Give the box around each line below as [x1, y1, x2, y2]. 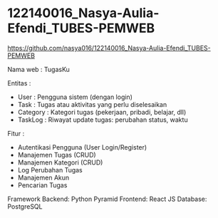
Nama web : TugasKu [7, 65, 70, 73]
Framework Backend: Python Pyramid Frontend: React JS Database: [7, 194, 207, 203]
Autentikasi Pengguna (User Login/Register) [17, 142, 147, 151]
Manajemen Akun [17, 173, 70, 182]
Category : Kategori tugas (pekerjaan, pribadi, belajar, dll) [17, 108, 187, 116]
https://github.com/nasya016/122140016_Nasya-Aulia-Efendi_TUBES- [7, 43, 212, 52]
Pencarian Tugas [17, 180, 68, 190]
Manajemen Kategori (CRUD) [17, 158, 103, 167]
